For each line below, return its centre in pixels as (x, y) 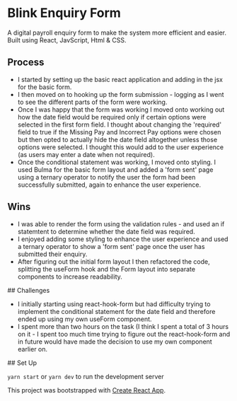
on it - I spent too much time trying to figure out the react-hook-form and (124, 334)
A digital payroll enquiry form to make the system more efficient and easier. (117, 33)
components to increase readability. (70, 277)
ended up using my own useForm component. (85, 319)
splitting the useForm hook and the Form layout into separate (106, 269)
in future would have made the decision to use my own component (115, 342)
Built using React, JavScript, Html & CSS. (67, 40)
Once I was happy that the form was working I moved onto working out (121, 109)
